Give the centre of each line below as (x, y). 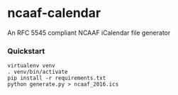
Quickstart (26, 51)
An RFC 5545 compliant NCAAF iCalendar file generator (89, 33)
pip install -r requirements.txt (57, 78)
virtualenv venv (31, 66)
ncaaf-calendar (54, 13)
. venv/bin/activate (38, 72)
